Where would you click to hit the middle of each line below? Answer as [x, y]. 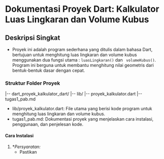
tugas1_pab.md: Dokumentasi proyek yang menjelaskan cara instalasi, [83, 119]
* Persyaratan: [26, 147]
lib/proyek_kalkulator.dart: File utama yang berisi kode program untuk [82, 109]
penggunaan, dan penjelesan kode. [48, 125]
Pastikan [28, 152]
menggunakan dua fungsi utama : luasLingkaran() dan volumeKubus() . [84, 60]
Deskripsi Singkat [33, 38]
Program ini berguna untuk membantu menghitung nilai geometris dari [83, 65]
